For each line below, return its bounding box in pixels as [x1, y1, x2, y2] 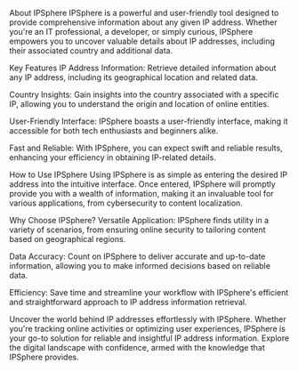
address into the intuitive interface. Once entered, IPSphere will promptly [9, 179, 276, 190]
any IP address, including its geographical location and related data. [9, 72, 258, 83]
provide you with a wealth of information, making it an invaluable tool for [9, 189, 274, 198]
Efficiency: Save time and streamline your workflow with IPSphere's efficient [9, 287, 289, 297]
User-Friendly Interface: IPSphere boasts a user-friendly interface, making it [9, 116, 288, 126]
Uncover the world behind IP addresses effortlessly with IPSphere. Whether [9, 314, 286, 324]
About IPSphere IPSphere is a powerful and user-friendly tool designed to [9, 8, 279, 18]
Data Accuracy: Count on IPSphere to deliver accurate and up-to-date [9, 251, 266, 262]
